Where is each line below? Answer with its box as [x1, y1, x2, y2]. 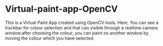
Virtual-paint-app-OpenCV [5, 3, 118, 15]
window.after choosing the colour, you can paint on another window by [5, 30, 149, 36]
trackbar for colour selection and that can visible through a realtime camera [5, 24, 158, 30]
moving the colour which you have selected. [5, 35, 95, 41]
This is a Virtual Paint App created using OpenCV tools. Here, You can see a [5, 20, 159, 25]
